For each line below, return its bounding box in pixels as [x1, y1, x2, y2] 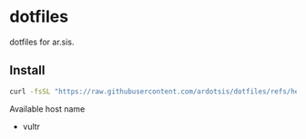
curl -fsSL [9, 86, 51, 96]
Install [9, 63, 46, 78]
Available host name [9, 103, 86, 114]
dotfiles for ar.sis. [9, 36, 75, 47]
